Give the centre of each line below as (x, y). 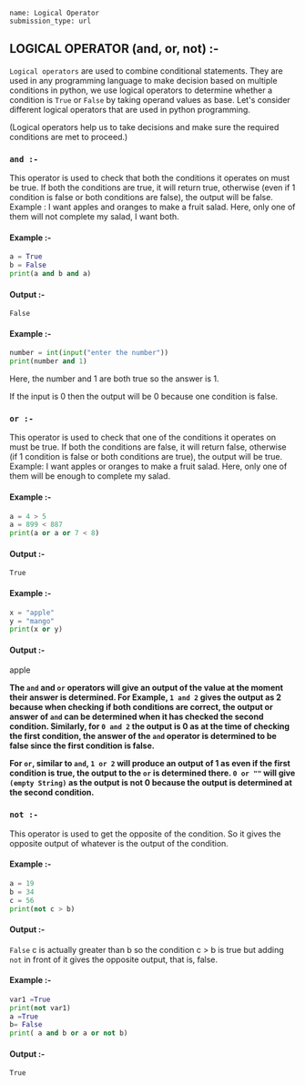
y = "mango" (32, 621)
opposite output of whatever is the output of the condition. (119, 843)
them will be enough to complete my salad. (90, 476)
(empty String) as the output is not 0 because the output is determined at (151, 783)
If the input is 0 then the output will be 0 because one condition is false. (144, 397)
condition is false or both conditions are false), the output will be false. (141, 198)
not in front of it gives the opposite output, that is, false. (114, 959)
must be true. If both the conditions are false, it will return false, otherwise (148, 447)
